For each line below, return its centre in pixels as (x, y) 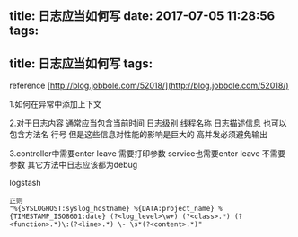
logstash (25, 183)
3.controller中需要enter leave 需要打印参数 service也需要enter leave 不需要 (148, 154)
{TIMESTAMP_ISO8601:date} (57, 217)
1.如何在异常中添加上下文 (55, 104)
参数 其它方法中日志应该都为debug (74, 165)
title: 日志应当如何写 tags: (81, 63)
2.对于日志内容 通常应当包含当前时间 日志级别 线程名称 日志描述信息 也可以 (148, 123)
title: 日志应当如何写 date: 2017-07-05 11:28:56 (142, 16)
